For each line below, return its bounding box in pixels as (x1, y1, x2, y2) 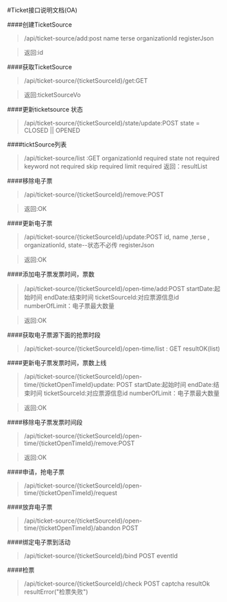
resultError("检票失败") (23, 588, 88, 596)
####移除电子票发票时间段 (7, 418, 83, 426)
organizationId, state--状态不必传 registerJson (23, 241, 154, 249)
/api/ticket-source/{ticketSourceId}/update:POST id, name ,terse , (23, 233, 210, 241)
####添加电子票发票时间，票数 (7, 270, 95, 278)
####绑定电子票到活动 (7, 538, 71, 546)
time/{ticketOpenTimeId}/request (23, 489, 118, 497)
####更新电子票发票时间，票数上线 (7, 359, 107, 366)
